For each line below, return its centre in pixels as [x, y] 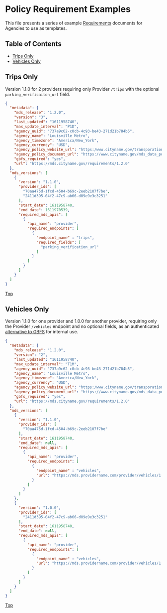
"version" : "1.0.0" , [40, 508]
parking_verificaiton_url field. [38, 94]
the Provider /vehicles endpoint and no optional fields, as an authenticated [82, 326]
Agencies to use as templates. [36, 28]
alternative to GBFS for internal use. [42, 332]
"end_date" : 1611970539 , [44, 210]
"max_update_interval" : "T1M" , [46, 364]
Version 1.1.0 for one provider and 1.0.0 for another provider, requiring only [81, 321]
